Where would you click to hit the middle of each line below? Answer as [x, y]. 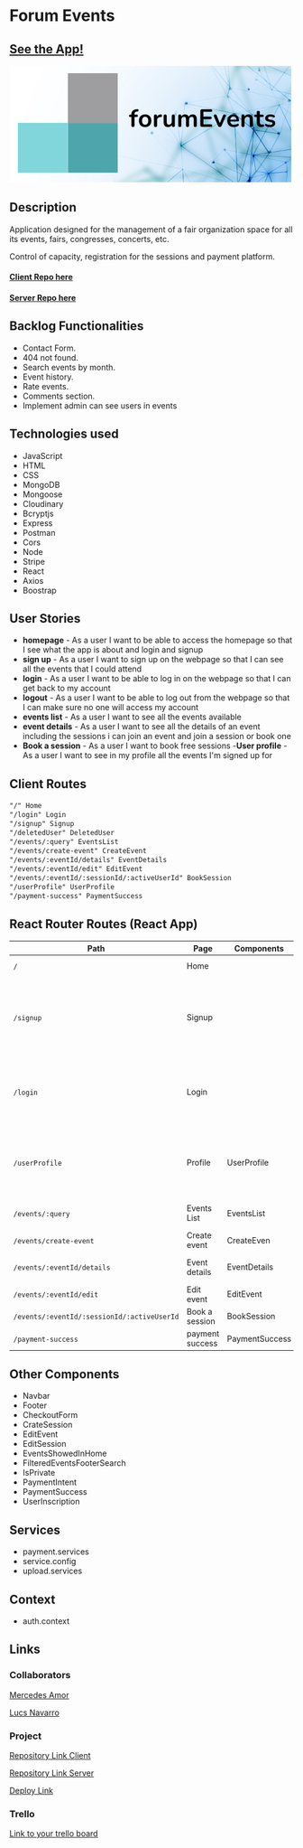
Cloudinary [43, 503]
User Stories [45, 619]
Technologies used [64, 434]
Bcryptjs [38, 513]
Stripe [33, 561]
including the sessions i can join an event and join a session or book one [156, 736]
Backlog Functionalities [77, 326]
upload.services [52, 1571]
